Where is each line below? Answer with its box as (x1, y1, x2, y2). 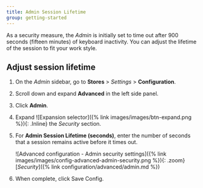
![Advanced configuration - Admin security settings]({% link (15, 150, 167, 157)
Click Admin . (15, 102, 48, 109)
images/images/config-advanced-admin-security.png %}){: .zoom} (15, 157, 185, 164)
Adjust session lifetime (6, 62, 96, 72)
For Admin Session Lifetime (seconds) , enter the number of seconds (15, 132, 191, 139)
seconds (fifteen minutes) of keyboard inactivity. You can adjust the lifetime (6, 38, 197, 45)
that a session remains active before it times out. (15, 139, 138, 146)
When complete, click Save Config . (15, 175, 104, 183)
